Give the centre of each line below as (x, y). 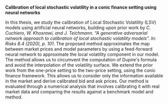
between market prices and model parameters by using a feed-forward (79, 49)
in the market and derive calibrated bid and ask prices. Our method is (77, 81)
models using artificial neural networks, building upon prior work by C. (78, 28)
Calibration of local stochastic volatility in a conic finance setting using (81, 7)
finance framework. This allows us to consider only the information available (84, 76)
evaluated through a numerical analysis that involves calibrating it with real (82, 86)
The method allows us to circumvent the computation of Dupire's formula (81, 60)
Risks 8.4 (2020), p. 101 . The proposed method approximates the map (77, 44)
